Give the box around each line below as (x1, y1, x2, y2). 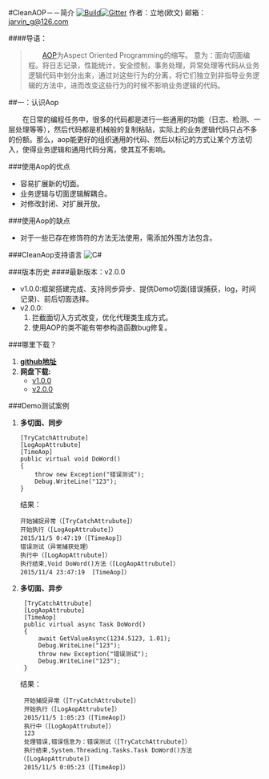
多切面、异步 (19, 583, 62, 593)
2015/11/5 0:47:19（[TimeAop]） (19, 534, 126, 542)
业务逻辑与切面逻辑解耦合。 (19, 189, 112, 198)
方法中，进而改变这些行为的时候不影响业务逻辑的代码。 (42, 80, 225, 90)
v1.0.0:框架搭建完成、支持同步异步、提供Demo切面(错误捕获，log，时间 (19, 284, 256, 294)
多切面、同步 (19, 418, 62, 428)
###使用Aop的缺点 (8, 216, 70, 225)
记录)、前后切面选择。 (19, 294, 94, 303)
